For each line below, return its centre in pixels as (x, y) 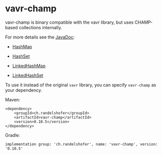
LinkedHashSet (28, 75)
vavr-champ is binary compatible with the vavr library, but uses (69, 22)
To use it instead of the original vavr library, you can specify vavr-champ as (81, 85)
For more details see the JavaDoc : (40, 37)
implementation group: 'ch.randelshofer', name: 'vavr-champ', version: (81, 144)
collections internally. (40, 27)
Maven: (13, 100)
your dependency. (24, 90)
